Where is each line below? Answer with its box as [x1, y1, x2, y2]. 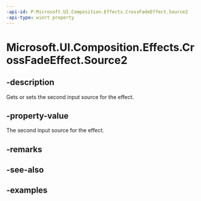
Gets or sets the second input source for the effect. [6, 93, 134, 100]
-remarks [6, 144, 42, 155]
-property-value [6, 110, 69, 121]
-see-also [6, 165, 44, 175]
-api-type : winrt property [6, 14, 74, 21]
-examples [6, 185, 48, 196]
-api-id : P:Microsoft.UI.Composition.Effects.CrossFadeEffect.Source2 [6, 8, 188, 15]
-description [6, 77, 54, 88]
